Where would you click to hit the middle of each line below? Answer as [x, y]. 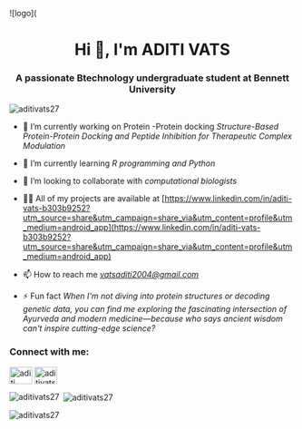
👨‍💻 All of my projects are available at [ [93, 199]
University [152, 90]
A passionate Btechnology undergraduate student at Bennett [152, 78]
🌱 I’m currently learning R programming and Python [119, 163]
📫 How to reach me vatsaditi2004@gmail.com [111, 275]
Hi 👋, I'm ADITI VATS [152, 50]
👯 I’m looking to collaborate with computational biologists [130, 181]
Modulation [44, 146]
